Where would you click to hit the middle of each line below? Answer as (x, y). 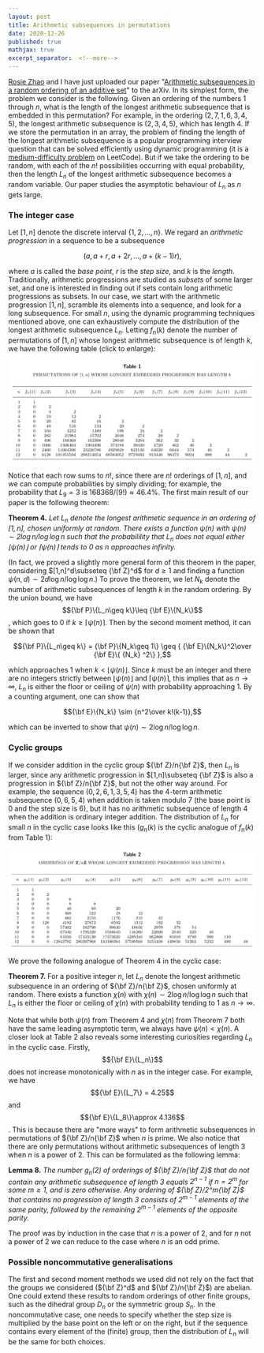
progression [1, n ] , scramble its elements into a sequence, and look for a (125, 305)
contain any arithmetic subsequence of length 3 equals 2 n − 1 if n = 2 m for (128, 1181)
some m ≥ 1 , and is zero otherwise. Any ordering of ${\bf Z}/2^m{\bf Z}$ (126, 1190)
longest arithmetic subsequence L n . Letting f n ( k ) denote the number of (123, 330)
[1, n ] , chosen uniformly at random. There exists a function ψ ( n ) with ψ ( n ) (127, 528)
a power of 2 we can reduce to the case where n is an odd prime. (114, 1241)
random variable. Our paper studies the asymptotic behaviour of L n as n (125, 185)
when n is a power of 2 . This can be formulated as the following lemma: (124, 1154)
